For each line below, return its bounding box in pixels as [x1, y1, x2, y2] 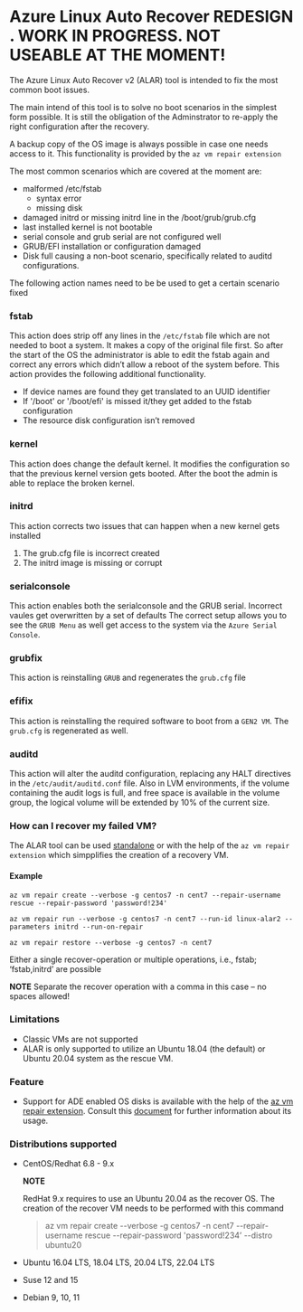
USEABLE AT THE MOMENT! [9, 45, 226, 65]
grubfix [9, 652, 43, 665]
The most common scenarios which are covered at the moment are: [9, 165, 262, 176]
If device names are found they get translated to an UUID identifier [22, 386, 271, 397]
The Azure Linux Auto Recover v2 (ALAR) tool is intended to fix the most [9, 74, 279, 85]
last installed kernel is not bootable [22, 222, 153, 232]
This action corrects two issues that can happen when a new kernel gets [9, 520, 280, 531]
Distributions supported [9, 1137, 118, 1150]
